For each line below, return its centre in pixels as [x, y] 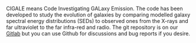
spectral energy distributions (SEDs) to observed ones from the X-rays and [97, 21]
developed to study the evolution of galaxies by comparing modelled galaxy [98, 15]
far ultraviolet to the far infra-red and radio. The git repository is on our [92, 27]
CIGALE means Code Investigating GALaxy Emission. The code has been [94, 9]
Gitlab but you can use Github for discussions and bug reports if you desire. [98, 34]
